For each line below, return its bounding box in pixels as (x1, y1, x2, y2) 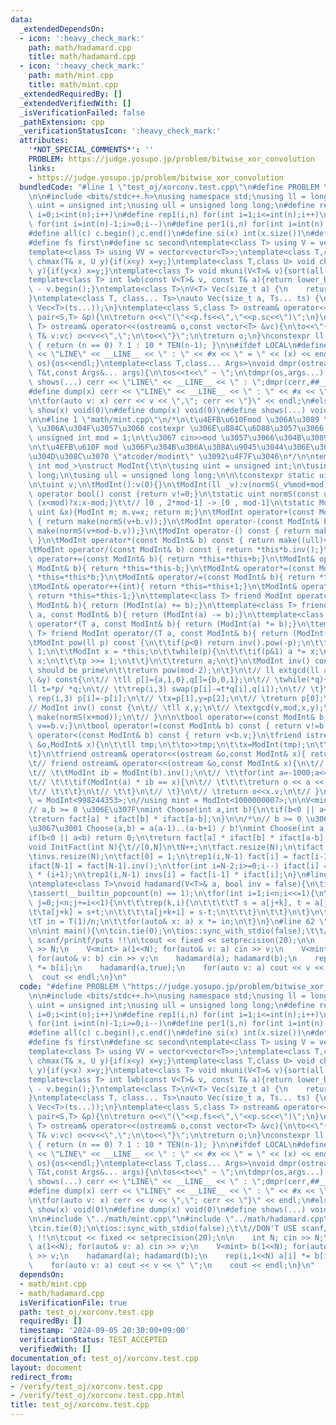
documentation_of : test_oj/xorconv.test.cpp (10, 1353, 199, 1363)
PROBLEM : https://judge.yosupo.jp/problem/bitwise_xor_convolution (28, 154, 315, 164)
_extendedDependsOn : (19, 24, 105, 34)
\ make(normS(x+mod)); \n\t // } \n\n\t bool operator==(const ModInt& (28, 712, 315, 722)
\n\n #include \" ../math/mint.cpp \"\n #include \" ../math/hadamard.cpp (28, 1214, 325, 1224)
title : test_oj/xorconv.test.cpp (10, 1400, 150, 1410)
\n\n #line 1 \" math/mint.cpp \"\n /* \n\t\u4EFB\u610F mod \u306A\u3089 (28, 414, 320, 425)
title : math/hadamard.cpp (28, 52, 137, 62)
